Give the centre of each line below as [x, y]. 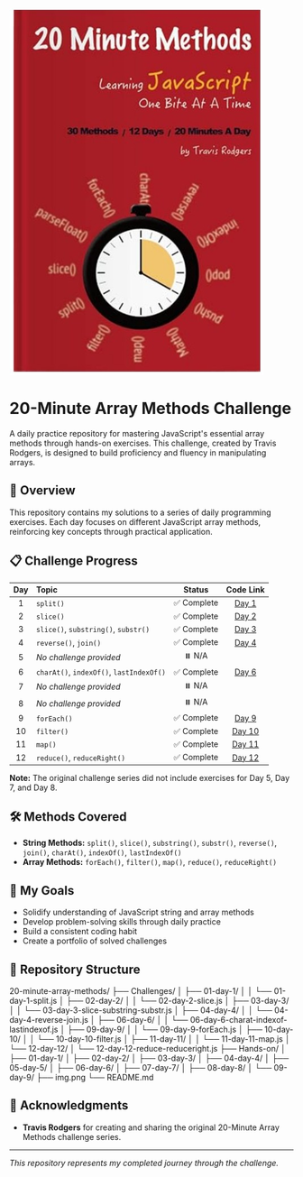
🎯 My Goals [42, 891]
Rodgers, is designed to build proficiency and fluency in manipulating [138, 452]
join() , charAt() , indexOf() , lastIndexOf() [102, 852]
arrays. [23, 462]
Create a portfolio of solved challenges [95, 941]
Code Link [245, 590]
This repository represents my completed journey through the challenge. [144, 1163]
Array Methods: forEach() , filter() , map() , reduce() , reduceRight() [150, 862]
